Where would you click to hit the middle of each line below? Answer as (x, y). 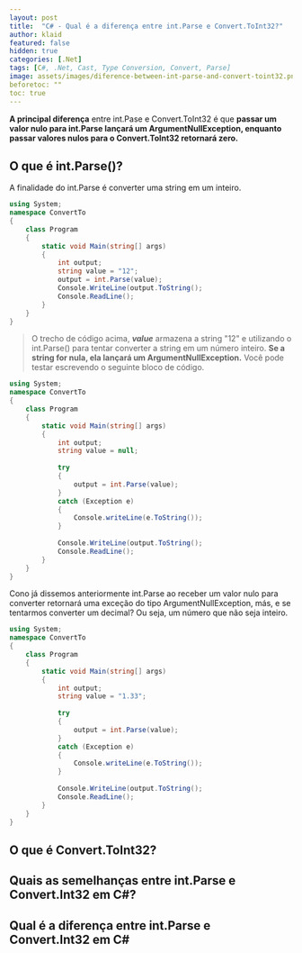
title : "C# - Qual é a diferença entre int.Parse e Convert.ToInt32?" (146, 26)
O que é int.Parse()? (66, 166)
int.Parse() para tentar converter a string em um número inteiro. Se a (158, 349)
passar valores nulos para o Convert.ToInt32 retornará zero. (124, 138)
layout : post (34, 18)
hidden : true (34, 51)
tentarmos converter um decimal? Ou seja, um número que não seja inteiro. (149, 613)
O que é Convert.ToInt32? (83, 850)
